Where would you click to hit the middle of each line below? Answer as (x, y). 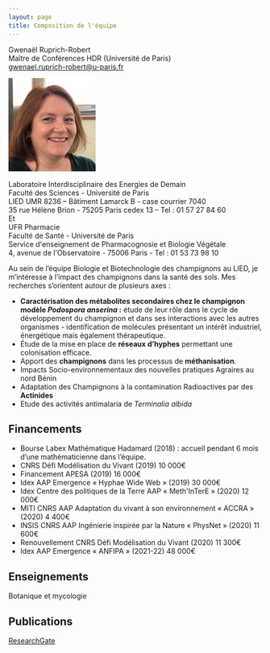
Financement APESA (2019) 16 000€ (80, 474)
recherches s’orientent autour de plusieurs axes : (89, 285)
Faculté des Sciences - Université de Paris (79, 193)
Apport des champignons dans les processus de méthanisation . (128, 361)
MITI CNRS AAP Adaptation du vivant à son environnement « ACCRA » (137, 509)
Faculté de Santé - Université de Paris (71, 235)
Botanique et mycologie (48, 596)
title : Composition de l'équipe (62, 25)
